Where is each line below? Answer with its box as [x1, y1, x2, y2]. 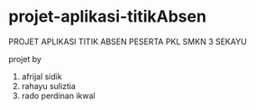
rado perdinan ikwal [21, 90, 96, 101]
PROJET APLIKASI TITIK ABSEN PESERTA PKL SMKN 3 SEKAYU [8, 36, 247, 47]
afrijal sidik [21, 70, 62, 82]
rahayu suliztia [21, 80, 76, 91]
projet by [8, 53, 42, 64]
